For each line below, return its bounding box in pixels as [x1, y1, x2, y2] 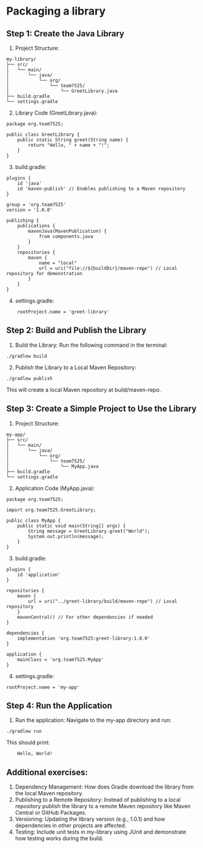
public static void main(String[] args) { [17, 522, 126, 529]
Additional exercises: [6, 767, 88, 777]
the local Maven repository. [15, 790, 84, 797]
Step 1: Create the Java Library [6, 28, 125, 39]
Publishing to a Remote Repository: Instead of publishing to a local [15, 796, 181, 804]
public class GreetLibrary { [6, 132, 80, 138]
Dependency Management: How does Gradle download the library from [15, 783, 194, 790]
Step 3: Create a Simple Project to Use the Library [6, 404, 197, 414]
